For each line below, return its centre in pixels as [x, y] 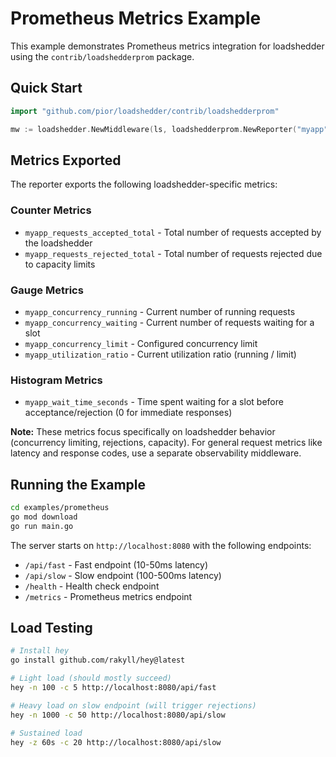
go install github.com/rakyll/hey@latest [98, 660]
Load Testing [51, 628]
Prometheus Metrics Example [136, 18]
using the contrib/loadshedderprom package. [102, 56]
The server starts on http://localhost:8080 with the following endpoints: [161, 545]
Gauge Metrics [47, 290]
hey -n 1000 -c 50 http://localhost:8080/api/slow [118, 715]
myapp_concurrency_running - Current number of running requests [160, 311]
